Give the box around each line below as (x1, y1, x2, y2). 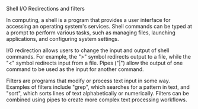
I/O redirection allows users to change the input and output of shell (6, 47, 170, 54)
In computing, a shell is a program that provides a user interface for (6, 17, 171, 23)
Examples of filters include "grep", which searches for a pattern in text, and (6, 84, 190, 91)
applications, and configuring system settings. (6, 36, 119, 42)
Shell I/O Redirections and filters (6, 5, 85, 12)
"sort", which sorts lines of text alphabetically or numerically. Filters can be (6, 90, 190, 97)
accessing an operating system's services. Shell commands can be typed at (6, 23, 193, 30)
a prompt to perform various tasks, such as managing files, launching (6, 29, 176, 36)
